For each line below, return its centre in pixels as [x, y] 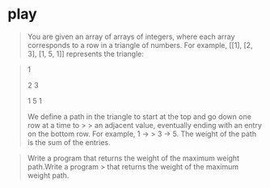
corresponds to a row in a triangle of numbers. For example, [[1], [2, [140, 45]
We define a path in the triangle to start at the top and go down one [139, 116]
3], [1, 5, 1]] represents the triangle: [86, 53]
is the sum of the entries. [69, 142]
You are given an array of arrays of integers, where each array [131, 36]
